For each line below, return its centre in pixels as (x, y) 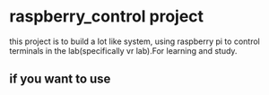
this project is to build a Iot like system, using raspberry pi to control (134, 41)
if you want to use (60, 79)
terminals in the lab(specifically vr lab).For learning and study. (123, 50)
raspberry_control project (107, 17)
